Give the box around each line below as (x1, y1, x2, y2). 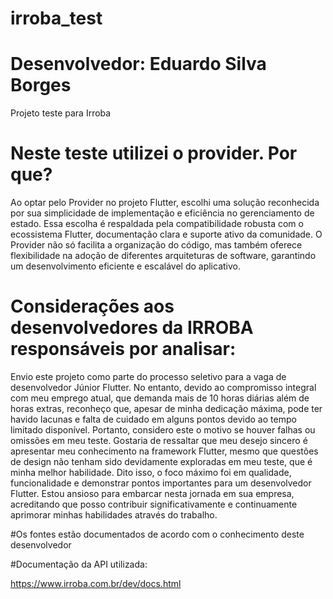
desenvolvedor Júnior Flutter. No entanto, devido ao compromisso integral (10, 382, 317, 393)
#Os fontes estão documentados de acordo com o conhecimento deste (10, 528, 305, 540)
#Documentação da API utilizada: (10, 558, 148, 570)
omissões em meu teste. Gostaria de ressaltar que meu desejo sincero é (10, 435, 308, 446)
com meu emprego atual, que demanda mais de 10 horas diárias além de (10, 392, 310, 404)
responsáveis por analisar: (10, 338, 237, 361)
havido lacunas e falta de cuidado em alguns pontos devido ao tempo (10, 413, 297, 425)
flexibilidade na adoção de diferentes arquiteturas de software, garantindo (10, 250, 317, 262)
